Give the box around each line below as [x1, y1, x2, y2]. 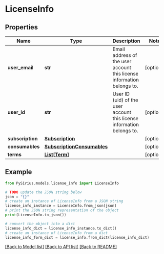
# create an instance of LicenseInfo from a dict [5, 230, 108, 235]
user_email [7, 64, 34, 71]
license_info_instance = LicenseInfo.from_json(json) [5, 203, 117, 208]
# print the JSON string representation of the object [5, 208, 119, 213]
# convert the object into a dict [5, 221, 76, 226]
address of [112, 52, 138, 58]
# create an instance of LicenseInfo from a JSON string [5, 199, 123, 204]
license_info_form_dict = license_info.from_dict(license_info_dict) [5, 235, 150, 240]
